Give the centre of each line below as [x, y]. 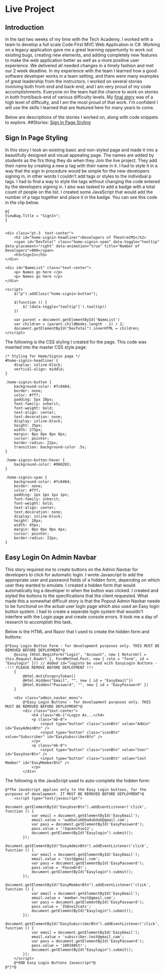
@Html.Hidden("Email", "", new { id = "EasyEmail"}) [78, 680]
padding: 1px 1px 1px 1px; [42, 495]
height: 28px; [28, 520]
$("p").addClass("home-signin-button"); [56, 294]
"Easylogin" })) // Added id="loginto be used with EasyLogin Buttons [79, 663]
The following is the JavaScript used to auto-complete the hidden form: [78, 781]
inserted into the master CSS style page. [46, 347]
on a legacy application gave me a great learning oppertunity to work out [79, 50]
